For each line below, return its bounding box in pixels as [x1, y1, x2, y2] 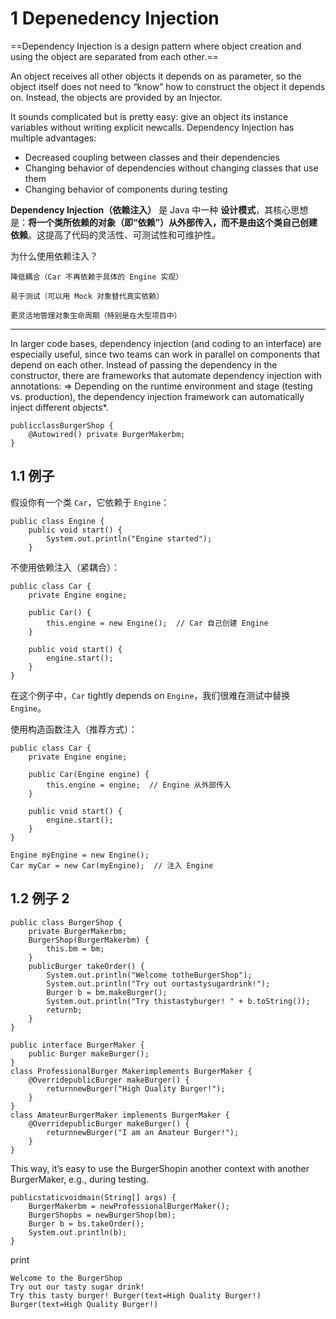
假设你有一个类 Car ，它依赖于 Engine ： [10, 496, 170, 508]
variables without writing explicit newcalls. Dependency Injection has [10, 121, 295, 133]
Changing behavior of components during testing [24, 183, 228, 195]
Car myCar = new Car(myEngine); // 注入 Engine [10, 860, 214, 871]
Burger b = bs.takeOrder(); [28, 1218, 145, 1229]
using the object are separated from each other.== [10, 50, 219, 62]
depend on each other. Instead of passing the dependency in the [10, 358, 278, 371]
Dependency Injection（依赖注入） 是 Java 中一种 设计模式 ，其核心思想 [10, 203, 309, 216]
